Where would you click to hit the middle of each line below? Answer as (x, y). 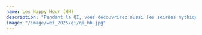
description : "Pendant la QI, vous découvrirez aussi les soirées (91, 17)
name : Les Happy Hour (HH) (40, 12)
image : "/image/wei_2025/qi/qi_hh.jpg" (56, 23)
